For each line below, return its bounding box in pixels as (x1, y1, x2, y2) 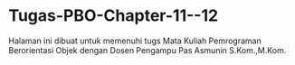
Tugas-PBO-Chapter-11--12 (8, 5, 219, 26)
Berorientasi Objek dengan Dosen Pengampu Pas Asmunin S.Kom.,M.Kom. (8, 44, 287, 55)
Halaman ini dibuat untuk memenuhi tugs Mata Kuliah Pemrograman (8, 35, 262, 46)
